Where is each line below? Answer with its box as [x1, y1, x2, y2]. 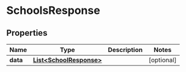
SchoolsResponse [6, 4, 100, 18]
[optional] [148, 56, 177, 64]
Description [108, 46, 143, 54]
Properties [6, 28, 48, 38]
